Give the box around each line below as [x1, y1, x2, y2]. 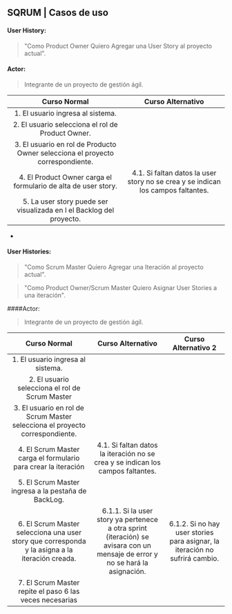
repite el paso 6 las [18, 586, 80, 596]
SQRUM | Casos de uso [7, 7, 109, 19]
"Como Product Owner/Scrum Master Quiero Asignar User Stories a [23, 284, 217, 291]
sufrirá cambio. [170, 554, 220, 563]
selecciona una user [16, 527, 81, 537]
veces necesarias [20, 595, 78, 604]
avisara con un [103, 541, 152, 550]
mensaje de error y [96, 550, 159, 559]
